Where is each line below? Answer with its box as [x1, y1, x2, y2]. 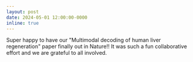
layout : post [6, 8, 39, 15]
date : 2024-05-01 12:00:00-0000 [6, 14, 87, 20]
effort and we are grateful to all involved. [6, 49, 107, 57]
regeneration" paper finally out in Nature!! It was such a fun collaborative [6, 43, 188, 50]
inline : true [6, 20, 39, 26]
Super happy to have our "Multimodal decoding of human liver [6, 37, 161, 44]
